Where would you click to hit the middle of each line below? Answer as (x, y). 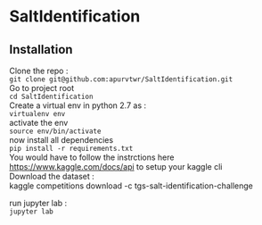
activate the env (39, 123)
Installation (41, 50)
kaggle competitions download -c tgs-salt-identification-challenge (131, 186)
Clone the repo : (39, 71)
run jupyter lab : (38, 203)
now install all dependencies (61, 140)
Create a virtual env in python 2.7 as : (78, 105)
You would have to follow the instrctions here (92, 157)
